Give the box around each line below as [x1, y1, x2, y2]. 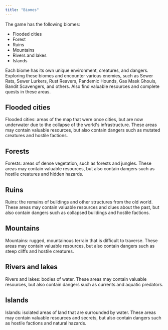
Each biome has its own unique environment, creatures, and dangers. [5, 67, 149, 73]
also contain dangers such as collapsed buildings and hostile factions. [5, 209, 150, 216]
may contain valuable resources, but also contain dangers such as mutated [5, 127, 160, 133]
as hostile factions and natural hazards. [5, 320, 87, 326]
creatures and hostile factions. [5, 133, 68, 139]
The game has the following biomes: [5, 21, 80, 27]
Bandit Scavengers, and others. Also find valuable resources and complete [5, 83, 159, 89]
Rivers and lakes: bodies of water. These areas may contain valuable [5, 276, 147, 282]
